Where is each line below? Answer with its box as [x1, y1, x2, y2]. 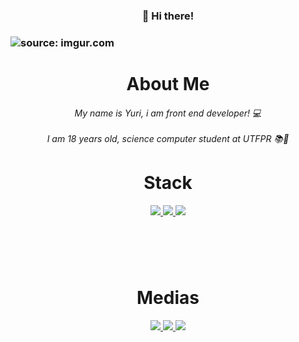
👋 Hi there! [141, 9, 195, 23]
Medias [136, 286, 200, 309]
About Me [126, 73, 210, 96]
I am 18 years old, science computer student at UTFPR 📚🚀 [46, 132, 290, 144]
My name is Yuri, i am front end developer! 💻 [74, 107, 262, 119]
